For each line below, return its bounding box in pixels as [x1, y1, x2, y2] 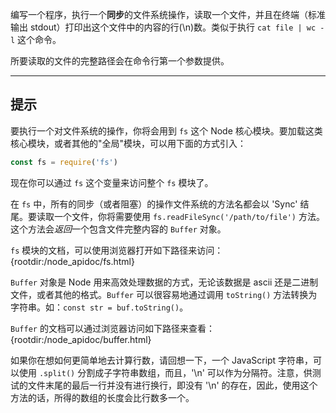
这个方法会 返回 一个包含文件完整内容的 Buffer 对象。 [10, 223, 227, 235]
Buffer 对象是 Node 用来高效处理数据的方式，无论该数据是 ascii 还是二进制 [10, 276, 319, 288]
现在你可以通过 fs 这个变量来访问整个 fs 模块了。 [10, 176, 214, 188]
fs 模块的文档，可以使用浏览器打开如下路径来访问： [10, 244, 224, 256]
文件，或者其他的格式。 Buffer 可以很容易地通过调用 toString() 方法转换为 [10, 288, 318, 300]
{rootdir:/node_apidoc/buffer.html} [10, 333, 152, 345]
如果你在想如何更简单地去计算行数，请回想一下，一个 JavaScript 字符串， [10, 354, 314, 366]
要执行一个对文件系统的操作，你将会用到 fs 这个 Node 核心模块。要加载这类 [10, 124, 323, 137]
